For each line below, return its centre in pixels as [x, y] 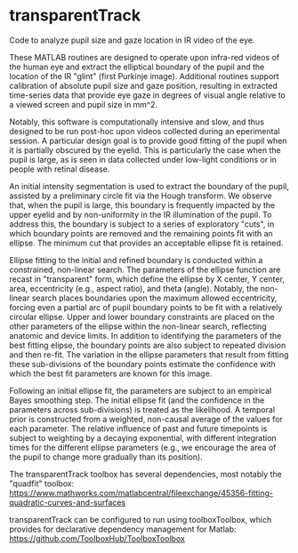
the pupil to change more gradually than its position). [106, 457]
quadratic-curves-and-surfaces [68, 502]
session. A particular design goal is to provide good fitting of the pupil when [148, 140]
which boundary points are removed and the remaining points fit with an [141, 233]
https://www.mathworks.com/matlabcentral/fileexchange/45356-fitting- [141, 493]
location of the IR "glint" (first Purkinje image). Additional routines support [144, 76]
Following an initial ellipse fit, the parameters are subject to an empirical [141, 390]
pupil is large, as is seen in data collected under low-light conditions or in [143, 159]
